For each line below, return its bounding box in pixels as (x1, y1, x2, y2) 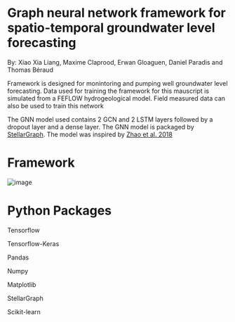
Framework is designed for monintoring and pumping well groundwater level (7, 79, 228, 87)
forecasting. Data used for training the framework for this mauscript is (7, 86, 209, 95)
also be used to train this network (7, 101, 104, 110)
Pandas (7, 253, 29, 262)
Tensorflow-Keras (7, 239, 60, 247)
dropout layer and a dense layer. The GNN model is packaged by (7, 122, 194, 131)
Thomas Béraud (7, 65, 54, 74)
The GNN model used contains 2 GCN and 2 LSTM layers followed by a (7, 115, 213, 124)
